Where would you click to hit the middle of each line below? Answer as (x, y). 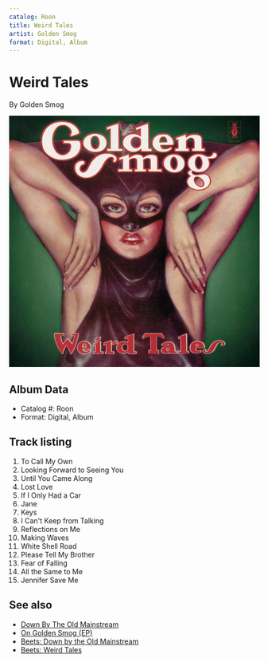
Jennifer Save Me (49, 580)
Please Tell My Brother (58, 554)
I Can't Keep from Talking (62, 520)
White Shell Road (49, 546)
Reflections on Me (50, 529)
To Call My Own (47, 461)
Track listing (41, 442)
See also (31, 605)
